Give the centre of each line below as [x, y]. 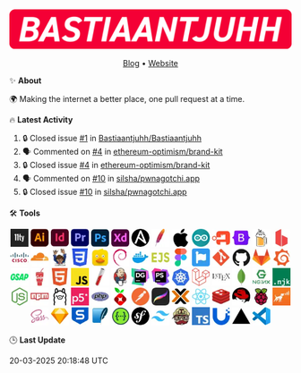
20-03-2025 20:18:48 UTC [59, 360]
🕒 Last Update [37, 340]
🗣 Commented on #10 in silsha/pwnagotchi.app [111, 178]
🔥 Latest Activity [41, 119]
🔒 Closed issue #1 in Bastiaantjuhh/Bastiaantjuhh [112, 138]
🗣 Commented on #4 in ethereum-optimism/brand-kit [122, 151]
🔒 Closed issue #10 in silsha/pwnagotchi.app [104, 191]
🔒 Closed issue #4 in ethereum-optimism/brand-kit [116, 165]
